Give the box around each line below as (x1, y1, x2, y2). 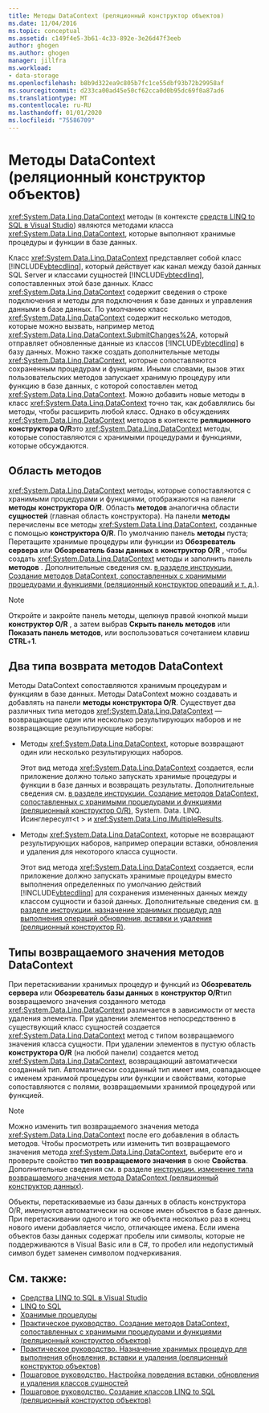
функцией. (8, 1091, 44, 1100)
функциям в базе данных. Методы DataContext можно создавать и (8, 689, 238, 699)
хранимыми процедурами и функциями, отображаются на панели (8, 494, 236, 503)
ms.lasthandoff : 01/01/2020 (8, 109, 103, 117)
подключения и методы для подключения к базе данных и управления (8, 295, 253, 305)
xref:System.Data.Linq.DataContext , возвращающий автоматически (8, 1056, 238, 1066)
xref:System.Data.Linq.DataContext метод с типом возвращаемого (8, 1030, 234, 1041)
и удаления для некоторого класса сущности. (19, 847, 178, 857)
